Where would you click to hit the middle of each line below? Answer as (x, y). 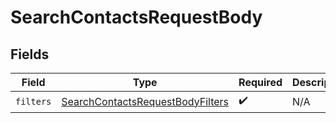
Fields (30, 54)
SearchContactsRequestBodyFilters (145, 101)
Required (260, 82)
